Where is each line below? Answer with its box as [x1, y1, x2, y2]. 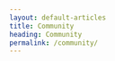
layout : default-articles [9, 13, 106, 22]
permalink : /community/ [9, 38, 99, 48]
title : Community [9, 22, 75, 30]
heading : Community [9, 30, 83, 39]
